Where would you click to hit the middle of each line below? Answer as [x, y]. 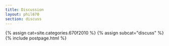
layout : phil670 [22, 14]
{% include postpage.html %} [36, 38]
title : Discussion [24, 10]
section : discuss [23, 19]
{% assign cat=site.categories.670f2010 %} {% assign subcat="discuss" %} [84, 33]
